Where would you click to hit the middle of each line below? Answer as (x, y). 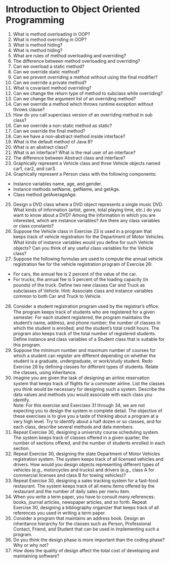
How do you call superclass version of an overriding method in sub (83, 114)
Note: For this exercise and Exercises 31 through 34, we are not (79, 405)
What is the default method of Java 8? (53, 142)
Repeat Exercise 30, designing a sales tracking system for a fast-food (86, 480)
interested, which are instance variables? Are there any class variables (87, 220)
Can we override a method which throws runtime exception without (83, 104)
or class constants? (33, 226)
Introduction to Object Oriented (73, 9)
